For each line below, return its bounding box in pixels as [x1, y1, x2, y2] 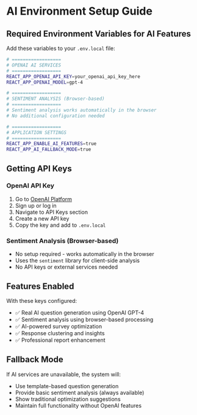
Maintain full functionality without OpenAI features [15, 402, 142, 409]
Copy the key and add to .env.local [15, 221, 106, 229]
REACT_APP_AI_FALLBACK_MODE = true [6, 146, 91, 153]
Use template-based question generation [15, 382, 119, 389]
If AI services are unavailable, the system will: [6, 371, 121, 378]
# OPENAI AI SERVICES [6, 62, 62, 68]
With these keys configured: [6, 297, 77, 304]
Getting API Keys [6, 163, 72, 174]
